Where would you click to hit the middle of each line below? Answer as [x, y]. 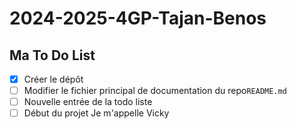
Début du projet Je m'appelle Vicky [96, 113]
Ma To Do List [52, 55]
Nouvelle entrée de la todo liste [88, 102]
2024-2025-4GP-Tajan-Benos [138, 18]
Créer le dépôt [53, 79]
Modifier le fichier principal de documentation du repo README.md [155, 91]
